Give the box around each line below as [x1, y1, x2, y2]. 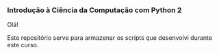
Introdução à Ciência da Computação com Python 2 [7, 5, 182, 15]
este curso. [7, 41, 39, 49]
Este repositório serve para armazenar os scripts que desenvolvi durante [7, 34, 213, 42]
